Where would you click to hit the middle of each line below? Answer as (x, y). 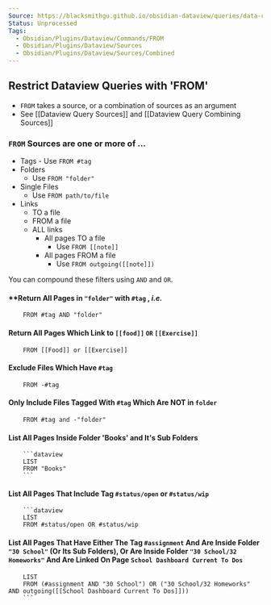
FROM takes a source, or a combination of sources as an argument (128, 105)
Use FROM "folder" (63, 178)
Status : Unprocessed (43, 23)
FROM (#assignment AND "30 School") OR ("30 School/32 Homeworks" (137, 584)
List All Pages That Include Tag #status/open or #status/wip (109, 494)
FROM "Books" (45, 469)
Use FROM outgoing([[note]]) (105, 264)
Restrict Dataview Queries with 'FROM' (108, 86)
